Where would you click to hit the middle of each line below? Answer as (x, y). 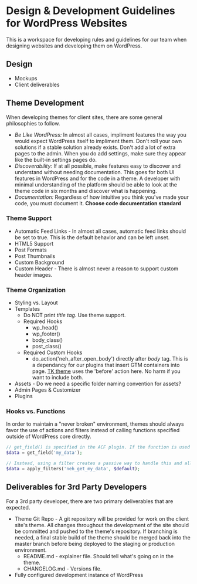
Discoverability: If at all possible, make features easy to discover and (97, 166)
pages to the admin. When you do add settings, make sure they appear (100, 153)
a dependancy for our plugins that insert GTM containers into (106, 365)
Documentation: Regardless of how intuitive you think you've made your (101, 197)
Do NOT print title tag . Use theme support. (74, 315)
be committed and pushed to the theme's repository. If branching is (96, 531)
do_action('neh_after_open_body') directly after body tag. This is (110, 359)
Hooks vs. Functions (36, 412)
